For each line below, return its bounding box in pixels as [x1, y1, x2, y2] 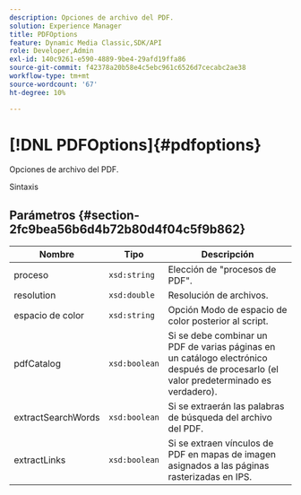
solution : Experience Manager [9, 22, 123, 30]
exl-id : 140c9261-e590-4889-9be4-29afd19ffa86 [9, 55, 186, 64]
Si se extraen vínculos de [168, 437, 274, 449]
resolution [13, 289, 56, 301]
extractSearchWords [13, 412, 100, 424]
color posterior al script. [168, 315, 269, 327]
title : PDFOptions [9, 30, 78, 39]
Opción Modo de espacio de [168, 304, 288, 317]
